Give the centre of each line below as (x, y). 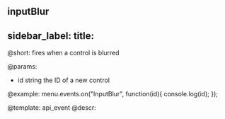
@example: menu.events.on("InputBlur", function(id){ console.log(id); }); (112, 94)
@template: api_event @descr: (52, 108)
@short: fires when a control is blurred (63, 53)
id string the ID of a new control (63, 80)
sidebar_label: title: (51, 36)
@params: (22, 67)
